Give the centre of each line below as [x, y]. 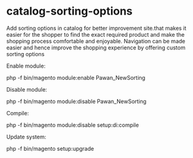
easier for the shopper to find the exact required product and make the [96, 34]
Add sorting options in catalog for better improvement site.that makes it [96, 28]
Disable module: [27, 89]
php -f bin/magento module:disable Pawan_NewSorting [77, 101]
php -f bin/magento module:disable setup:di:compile [73, 125]
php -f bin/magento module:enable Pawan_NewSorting [76, 77]
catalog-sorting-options [70, 11]
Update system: [26, 137]
